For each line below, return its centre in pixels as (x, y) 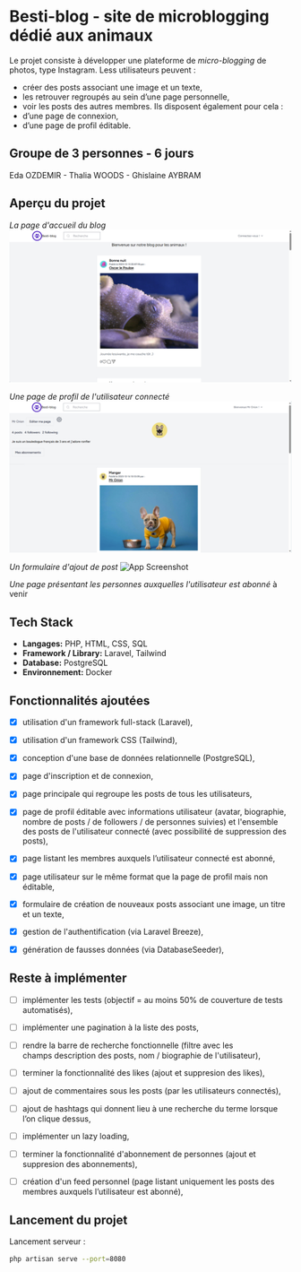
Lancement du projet (69, 1220)
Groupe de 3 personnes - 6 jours (102, 154)
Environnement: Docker (67, 672)
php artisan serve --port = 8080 (68, 1259)
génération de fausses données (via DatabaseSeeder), (123, 949)
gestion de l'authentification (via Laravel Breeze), (113, 931)
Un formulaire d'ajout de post (64, 567)
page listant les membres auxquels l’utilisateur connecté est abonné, (149, 859)
